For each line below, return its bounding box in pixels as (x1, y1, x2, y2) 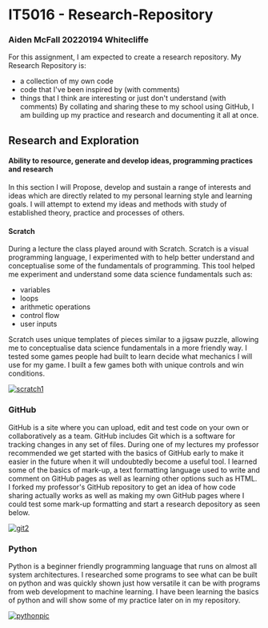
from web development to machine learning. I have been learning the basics (8, 586, 259, 596)
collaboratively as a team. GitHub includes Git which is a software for (8, 431, 236, 441)
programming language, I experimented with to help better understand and (8, 252, 254, 262)
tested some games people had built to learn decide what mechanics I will (8, 352, 253, 361)
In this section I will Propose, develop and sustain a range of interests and (8, 183, 251, 192)
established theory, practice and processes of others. (8, 208, 186, 218)
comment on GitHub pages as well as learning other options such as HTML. (8, 473, 258, 483)
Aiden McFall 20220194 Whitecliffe (8, 34, 150, 46)
